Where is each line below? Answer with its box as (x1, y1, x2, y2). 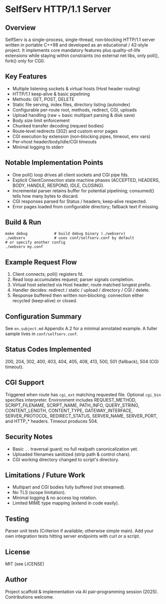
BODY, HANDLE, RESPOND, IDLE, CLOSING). (12, 182, 104, 188)
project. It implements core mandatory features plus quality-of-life (5, 47, 141, 53)
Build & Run (5, 218, 41, 227)
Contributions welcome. (5, 594, 54, 600)
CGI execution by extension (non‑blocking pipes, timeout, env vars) (12, 133, 151, 139)
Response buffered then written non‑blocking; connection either (12, 292, 144, 298)
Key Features (5, 72, 47, 81)
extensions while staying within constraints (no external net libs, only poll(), (5, 52, 159, 58)
